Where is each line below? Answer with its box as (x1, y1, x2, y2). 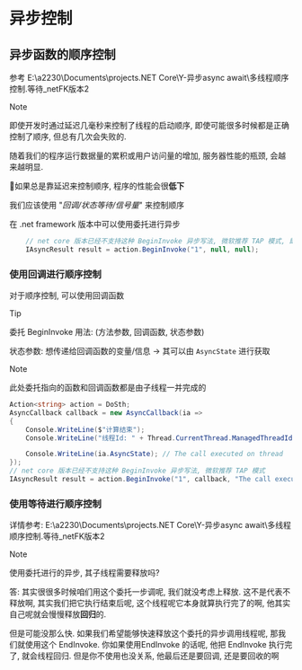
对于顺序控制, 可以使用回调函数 (9, 290, 124, 301)
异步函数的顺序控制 (9, 47, 116, 62)
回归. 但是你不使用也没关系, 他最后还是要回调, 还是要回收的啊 (52, 650, 280, 661)
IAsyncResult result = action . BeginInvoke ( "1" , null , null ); (25, 244, 259, 254)
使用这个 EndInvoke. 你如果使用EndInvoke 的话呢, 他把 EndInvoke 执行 (24, 639, 285, 650)
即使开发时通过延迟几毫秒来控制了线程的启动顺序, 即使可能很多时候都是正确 (9, 120, 289, 130)
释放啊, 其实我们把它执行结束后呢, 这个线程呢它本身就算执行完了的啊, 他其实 (9, 598, 290, 609)
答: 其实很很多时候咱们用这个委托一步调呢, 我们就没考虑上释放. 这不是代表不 (9, 586, 290, 597)
